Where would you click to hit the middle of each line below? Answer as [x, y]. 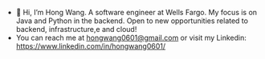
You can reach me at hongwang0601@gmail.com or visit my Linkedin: [131, 37]
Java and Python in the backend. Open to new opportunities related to [132, 21]
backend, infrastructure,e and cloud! [76, 29]
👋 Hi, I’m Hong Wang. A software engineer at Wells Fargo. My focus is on [137, 12]
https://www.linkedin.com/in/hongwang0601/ [91, 46]
